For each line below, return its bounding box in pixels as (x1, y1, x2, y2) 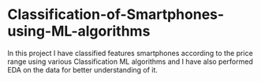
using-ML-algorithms (7, 22, 151, 40)
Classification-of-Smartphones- (7, 6, 225, 24)
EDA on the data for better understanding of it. (7, 65, 158, 74)
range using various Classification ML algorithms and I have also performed (7, 57, 253, 66)
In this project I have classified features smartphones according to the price (7, 48, 253, 58)
